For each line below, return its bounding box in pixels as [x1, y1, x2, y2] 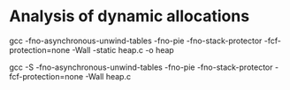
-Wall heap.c [85, 71, 131, 81]
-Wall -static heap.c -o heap [72, 44, 174, 55]
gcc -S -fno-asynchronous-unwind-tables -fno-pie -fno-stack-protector [9, 62, 273, 72]
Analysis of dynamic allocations [9, 6, 250, 26]
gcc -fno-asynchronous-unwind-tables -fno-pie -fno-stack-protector [9, 35, 263, 46]
